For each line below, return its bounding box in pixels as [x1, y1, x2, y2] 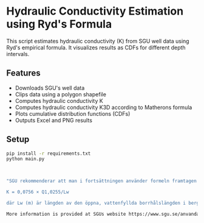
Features [6, 68, 41, 79]
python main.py [6, 156, 45, 162]
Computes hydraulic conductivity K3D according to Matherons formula [15, 104, 192, 111]
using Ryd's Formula [6, 17, 112, 31]
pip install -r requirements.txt [6, 150, 91, 157]
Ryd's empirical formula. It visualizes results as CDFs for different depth [6, 44, 186, 51]
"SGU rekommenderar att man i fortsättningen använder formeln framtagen [6, 178, 197, 184]
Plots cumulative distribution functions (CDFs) [15, 110, 131, 117]
